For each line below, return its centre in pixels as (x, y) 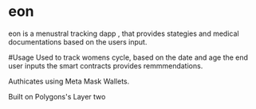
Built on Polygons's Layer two (57, 96)
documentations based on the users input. (78, 41)
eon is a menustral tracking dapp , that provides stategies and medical (124, 33)
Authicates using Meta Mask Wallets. (69, 81)
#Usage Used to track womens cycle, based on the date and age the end (128, 57)
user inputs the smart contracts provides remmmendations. (106, 65)
